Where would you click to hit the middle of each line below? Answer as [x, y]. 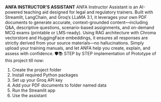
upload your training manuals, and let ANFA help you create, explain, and [78, 48]
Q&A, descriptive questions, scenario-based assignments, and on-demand [80, 28]
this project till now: [25, 60]
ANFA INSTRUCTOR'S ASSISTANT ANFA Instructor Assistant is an [72, 7]
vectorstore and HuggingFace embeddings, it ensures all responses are [76, 38]
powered [14, 12]
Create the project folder [37, 70]
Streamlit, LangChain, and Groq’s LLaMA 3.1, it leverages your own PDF [76, 17]
